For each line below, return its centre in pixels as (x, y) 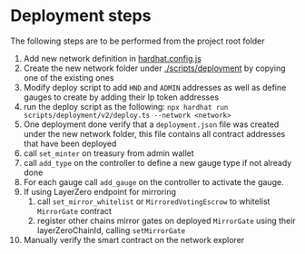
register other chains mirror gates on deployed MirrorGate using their (166, 220)
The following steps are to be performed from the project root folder (138, 41)
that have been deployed (70, 143)
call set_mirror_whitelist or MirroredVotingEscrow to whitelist (153, 201)
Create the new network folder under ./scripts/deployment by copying (154, 68)
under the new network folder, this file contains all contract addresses (154, 133)
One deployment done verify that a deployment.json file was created (151, 124)
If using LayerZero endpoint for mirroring (99, 191)
